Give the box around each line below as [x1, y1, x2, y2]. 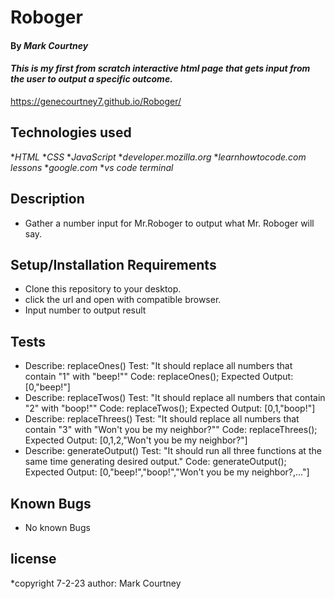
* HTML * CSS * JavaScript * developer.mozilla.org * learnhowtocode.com [10, 151, 307, 163]
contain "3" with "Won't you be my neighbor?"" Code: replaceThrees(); [24, 424, 318, 436]
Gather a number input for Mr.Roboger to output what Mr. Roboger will [24, 217, 315, 229]
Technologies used [10, 124, 132, 141]
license [10, 551, 57, 568]
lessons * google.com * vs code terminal [10, 161, 174, 173]
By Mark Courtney [10, 39, 89, 51]
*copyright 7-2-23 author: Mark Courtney [10, 577, 182, 589]
